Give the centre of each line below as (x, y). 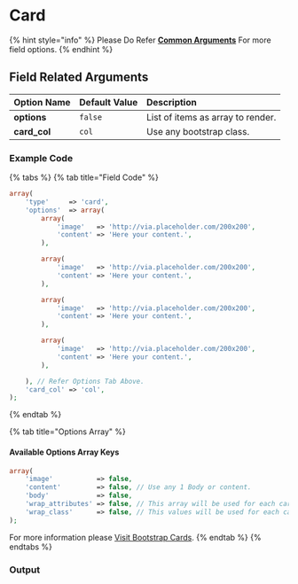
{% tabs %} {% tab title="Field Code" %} (84, 177)
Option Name (42, 102)
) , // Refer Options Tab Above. (85, 381)
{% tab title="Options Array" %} (67, 432)
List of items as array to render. (211, 117)
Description (171, 102)
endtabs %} (31, 547)
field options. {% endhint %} (61, 49)
